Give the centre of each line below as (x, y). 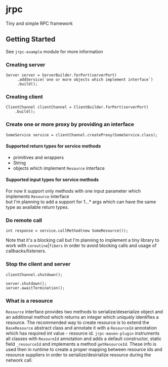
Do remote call (24, 220)
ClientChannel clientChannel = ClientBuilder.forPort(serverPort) (77, 107)
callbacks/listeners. (26, 251)
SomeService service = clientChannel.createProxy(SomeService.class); (82, 135)
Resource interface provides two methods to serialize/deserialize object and (85, 311)
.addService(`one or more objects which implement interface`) (85, 80)
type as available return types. (37, 207)
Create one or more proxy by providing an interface (70, 124)
